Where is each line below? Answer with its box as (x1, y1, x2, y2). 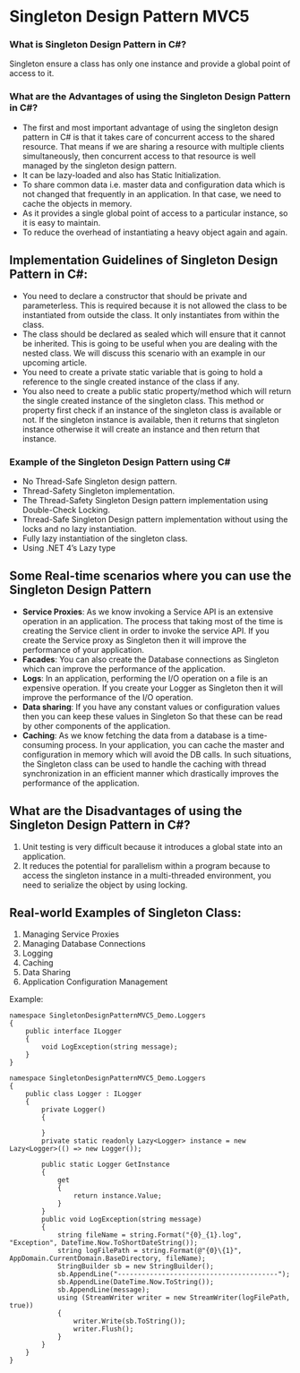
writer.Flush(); (73, 1325, 134, 1334)
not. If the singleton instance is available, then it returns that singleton (21, 414, 279, 425)
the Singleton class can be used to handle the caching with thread (21, 759, 267, 769)
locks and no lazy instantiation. (21, 523, 137, 534)
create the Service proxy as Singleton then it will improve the (21, 634, 247, 646)
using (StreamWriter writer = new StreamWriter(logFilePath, (56, 1293, 291, 1302)
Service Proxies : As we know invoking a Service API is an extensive (21, 606, 274, 617)
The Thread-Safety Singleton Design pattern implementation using (21, 494, 269, 505)
